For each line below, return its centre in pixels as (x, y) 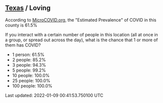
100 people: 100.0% (32, 86)
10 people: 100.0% (31, 75)
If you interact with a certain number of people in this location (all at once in (81, 34)
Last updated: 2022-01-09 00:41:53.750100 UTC (54, 95)
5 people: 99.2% (29, 70)
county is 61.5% (21, 25)
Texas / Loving (28, 8)
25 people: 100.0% (31, 80)
